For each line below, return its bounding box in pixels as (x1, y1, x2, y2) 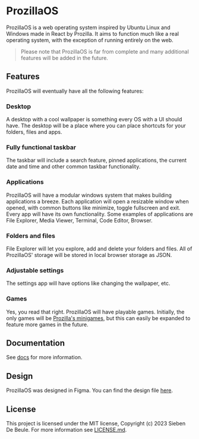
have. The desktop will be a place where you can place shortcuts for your (6, 122, 186, 129)
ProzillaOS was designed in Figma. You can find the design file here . (6, 387, 173, 394)
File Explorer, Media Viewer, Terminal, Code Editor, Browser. (6, 217, 153, 224)
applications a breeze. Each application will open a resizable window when (6, 197, 189, 205)
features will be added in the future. (20, 54, 109, 61)
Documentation (6, 338, 65, 348)
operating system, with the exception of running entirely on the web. (6, 36, 173, 43)
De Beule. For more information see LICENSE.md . (6, 426, 127, 433)
